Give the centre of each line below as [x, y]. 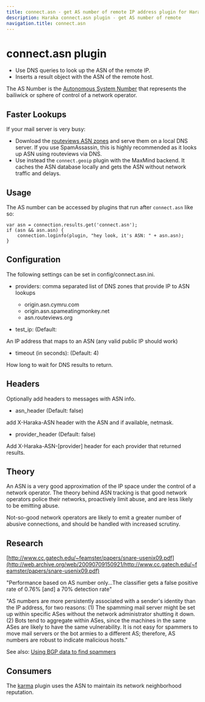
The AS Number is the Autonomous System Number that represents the [96, 89]
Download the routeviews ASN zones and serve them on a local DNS [101, 141]
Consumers [29, 671]
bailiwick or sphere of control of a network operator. [72, 95]
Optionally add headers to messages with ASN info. [71, 399]
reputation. [20, 692]
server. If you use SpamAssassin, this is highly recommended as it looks [106, 148]
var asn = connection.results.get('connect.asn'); [72, 225]
